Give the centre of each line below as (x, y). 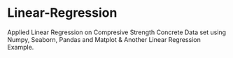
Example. (21, 47)
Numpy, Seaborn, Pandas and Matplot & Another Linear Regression (104, 39)
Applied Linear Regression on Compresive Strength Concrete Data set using (116, 32)
